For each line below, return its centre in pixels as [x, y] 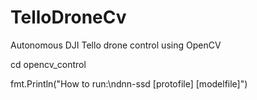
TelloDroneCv [68, 17]
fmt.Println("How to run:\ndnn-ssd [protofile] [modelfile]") [129, 83]
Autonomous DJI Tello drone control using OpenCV [116, 45]
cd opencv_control [48, 64]
